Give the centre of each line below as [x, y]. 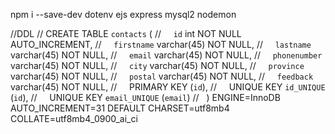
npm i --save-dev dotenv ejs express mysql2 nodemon [123, 14]
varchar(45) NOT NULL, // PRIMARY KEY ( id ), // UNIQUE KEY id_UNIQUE [168, 87]
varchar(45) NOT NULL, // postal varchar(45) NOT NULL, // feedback [162, 76]
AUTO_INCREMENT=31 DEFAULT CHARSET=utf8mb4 [120, 108]
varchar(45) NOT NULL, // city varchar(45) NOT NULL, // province [157, 65]
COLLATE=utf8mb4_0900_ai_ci [74, 118]
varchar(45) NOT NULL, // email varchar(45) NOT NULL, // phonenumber [166, 55]
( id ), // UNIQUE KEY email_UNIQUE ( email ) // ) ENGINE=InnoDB [145, 97]
